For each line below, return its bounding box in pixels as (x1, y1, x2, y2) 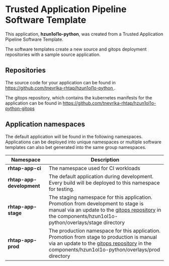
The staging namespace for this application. (48, 193, 152, 200)
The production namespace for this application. (48, 227, 161, 234)
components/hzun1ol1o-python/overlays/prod (48, 246, 160, 253)
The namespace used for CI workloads (48, 165, 141, 172)
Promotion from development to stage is (48, 200, 144, 207)
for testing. (48, 185, 74, 192)
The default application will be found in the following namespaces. (5, 133, 143, 139)
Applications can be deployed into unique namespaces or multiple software (5, 139, 162, 145)
